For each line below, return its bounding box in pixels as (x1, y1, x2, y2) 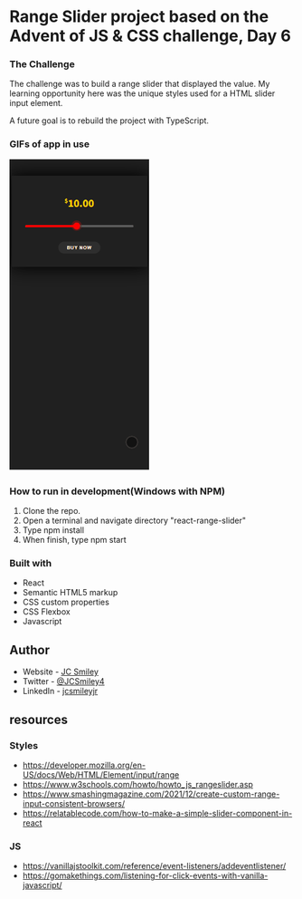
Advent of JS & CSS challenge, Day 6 (9, 25, 291, 46)
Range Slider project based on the (9, 6, 269, 27)
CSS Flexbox (22, 606, 71, 617)
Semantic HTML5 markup (22, 587, 118, 598)
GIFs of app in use (9, 138, 90, 150)
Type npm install (22, 525, 84, 536)
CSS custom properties (22, 596, 110, 608)
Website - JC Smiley (22, 666, 99, 677)
